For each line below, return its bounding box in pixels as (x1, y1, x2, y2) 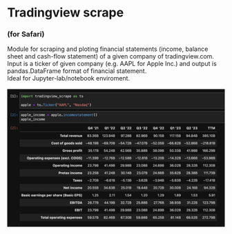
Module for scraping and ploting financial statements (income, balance (7, 45, 209, 53)
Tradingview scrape (7, 5, 124, 21)
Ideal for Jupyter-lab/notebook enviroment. (7, 74, 130, 83)
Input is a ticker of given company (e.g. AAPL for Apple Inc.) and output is (7, 60, 217, 68)
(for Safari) (7, 30, 45, 39)
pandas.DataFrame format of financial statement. (7, 67, 147, 75)
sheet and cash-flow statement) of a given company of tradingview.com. (7, 52, 214, 61)
